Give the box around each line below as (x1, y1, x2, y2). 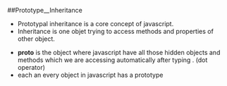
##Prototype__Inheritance (7, 6, 82, 14)
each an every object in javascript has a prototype (17, 70, 164, 79)
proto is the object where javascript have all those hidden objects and (17, 49, 221, 56)
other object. (17, 35, 55, 43)
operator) (17, 63, 46, 71)
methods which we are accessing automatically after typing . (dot (17, 56, 208, 64)
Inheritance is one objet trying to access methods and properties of (17, 27, 214, 35)
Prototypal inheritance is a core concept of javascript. (17, 20, 174, 27)
